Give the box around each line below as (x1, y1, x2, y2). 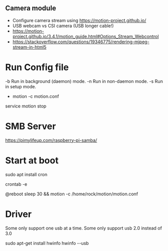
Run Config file (5, 62, 69, 73)
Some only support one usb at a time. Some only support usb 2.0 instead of (5, 225, 162, 231)
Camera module (5, 4, 56, 13)
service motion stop (5, 103, 47, 109)
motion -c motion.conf (12, 93, 59, 99)
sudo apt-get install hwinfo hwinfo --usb (5, 240, 89, 246)
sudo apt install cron (5, 171, 48, 177)
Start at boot (5, 155, 59, 166)
